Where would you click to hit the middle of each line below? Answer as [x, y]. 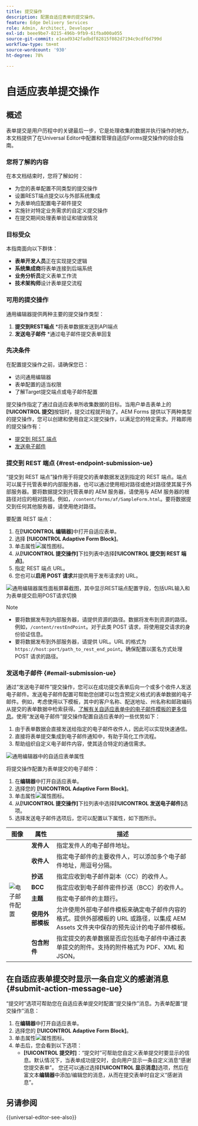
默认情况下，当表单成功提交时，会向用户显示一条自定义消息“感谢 [113, 1060]
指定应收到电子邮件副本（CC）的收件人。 [114, 877]
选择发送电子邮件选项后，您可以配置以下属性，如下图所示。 [87, 818]
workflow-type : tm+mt [33, 45]
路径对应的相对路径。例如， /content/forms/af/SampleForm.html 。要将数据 [96, 499]
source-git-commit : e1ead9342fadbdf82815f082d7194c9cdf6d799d [84, 39]
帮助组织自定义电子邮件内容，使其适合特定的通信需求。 [82, 744]
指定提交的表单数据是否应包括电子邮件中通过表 [121, 939]
